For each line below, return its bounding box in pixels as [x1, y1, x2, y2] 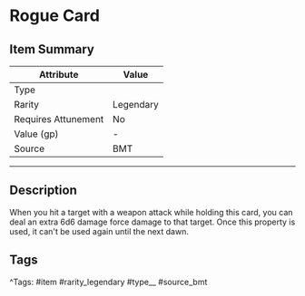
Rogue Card [9, 5, 100, 26]
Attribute [39, 69, 79, 81]
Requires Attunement [14, 113, 104, 125]
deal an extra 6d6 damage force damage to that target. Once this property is [9, 216, 296, 227]
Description [9, 183, 77, 198]
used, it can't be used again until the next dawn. [9, 225, 189, 236]
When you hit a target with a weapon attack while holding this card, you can [9, 206, 293, 217]
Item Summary [9, 42, 95, 57]
